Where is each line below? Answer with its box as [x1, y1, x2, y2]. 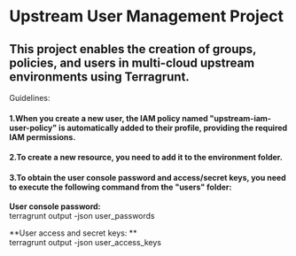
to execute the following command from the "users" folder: [9, 182, 232, 192]
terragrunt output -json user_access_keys [9, 237, 162, 248]
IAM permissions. [9, 131, 76, 143]
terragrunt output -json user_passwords [9, 211, 155, 221]
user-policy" [9, 122, 58, 133]
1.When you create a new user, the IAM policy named [9, 112, 208, 123]
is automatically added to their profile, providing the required [58, 122, 288, 133]
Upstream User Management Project [9, 6, 284, 27]
